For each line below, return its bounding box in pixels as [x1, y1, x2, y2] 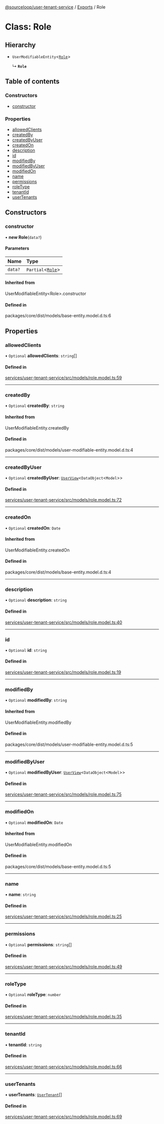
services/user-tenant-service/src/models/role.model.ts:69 [5, 1114, 122, 1120]
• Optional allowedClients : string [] [5, 353, 77, 359]
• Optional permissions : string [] [5, 941, 72, 947]
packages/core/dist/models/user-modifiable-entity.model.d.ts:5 [5, 741, 133, 747]
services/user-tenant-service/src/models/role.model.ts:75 [5, 791, 122, 797]
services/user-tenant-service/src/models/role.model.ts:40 [5, 619, 123, 625]
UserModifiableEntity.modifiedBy [5, 719, 72, 725]
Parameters [5, 245, 29, 251]
